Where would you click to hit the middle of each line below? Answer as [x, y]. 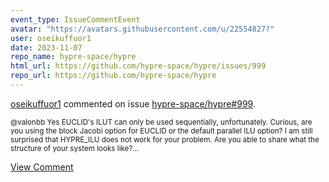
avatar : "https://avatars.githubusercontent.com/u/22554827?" [142, 29]
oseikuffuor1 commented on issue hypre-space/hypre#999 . [133, 103]
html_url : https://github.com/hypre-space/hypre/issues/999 [138, 66]
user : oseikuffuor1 [51, 38]
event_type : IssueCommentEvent [75, 19]
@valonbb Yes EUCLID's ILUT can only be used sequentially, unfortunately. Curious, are [161, 122]
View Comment [42, 167]
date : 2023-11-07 [46, 47]
